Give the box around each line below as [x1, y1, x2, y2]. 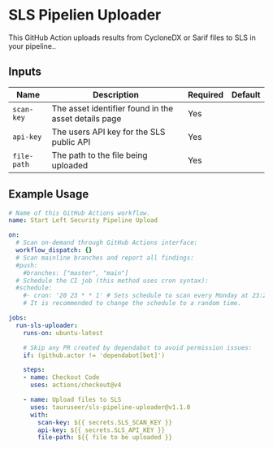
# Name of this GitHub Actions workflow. [8, 209, 151, 217]
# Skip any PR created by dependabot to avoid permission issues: [23, 343, 253, 351]
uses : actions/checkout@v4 [29, 381, 122, 390]
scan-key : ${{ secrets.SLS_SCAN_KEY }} [37, 418, 173, 426]
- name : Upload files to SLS [23, 396, 122, 404]
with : [29, 411, 49, 419]
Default [231, 89, 261, 100]
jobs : [8, 314, 27, 322]
